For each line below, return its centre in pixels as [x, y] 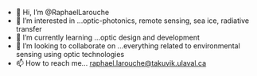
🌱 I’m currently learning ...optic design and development [108, 37]
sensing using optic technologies [70, 54]
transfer [29, 29]
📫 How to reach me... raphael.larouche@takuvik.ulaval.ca [111, 63]
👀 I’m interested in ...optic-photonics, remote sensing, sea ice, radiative [132, 21]
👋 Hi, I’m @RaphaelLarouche [62, 12]
